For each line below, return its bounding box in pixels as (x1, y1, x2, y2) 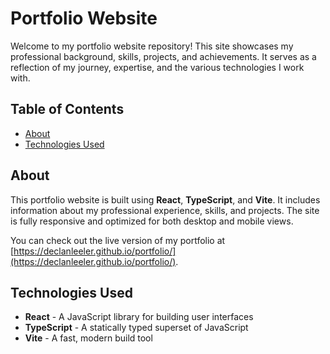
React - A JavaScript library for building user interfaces (24, 311, 254, 323)
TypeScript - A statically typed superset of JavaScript (24, 322, 249, 334)
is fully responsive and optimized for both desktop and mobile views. (10, 215, 294, 227)
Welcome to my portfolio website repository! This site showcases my (10, 40, 294, 52)
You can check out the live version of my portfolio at (10, 234, 226, 246)
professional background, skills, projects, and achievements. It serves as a (10, 50, 317, 62)
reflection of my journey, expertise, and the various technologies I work (10, 61, 305, 73)
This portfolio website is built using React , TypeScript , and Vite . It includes (10, 193, 321, 206)
